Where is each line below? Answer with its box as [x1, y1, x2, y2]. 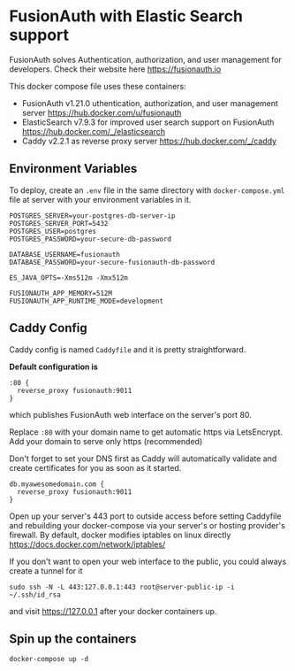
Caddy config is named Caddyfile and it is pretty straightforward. [9, 343, 246, 355]
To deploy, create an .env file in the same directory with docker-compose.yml [9, 184, 285, 196]
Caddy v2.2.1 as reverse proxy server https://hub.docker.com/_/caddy [21, 135, 276, 146]
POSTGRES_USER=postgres [9, 227, 97, 235]
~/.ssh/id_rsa [9, 590, 62, 599]
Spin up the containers [9, 631, 137, 646]
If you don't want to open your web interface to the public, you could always [9, 556, 287, 567]
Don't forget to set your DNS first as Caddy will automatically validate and [9, 453, 277, 464]
